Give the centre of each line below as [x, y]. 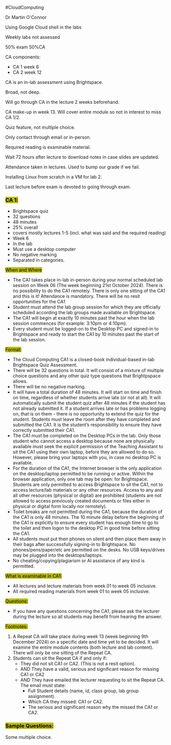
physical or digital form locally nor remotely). [60, 507]
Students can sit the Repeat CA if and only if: [60, 658]
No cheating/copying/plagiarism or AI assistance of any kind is [79, 561]
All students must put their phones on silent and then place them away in [89, 539]
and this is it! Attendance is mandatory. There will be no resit [76, 296]
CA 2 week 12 [27, 72]
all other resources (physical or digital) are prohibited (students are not [87, 495]
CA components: [23, 57]
